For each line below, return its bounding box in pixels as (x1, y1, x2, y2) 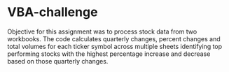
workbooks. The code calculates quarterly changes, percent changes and (7, 34, 221, 43)
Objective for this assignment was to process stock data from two (7, 27, 197, 36)
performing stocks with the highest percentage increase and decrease (7, 50, 211, 58)
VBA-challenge (7, 4, 98, 20)
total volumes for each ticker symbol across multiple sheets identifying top (7, 42, 223, 50)
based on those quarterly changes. (7, 57, 109, 65)
